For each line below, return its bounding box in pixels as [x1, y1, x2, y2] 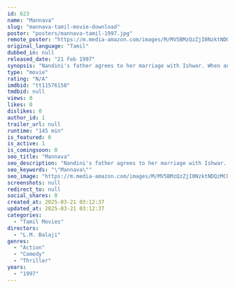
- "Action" [13, 244, 45, 252]
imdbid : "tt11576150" [7, 82, 71, 89]
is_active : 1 [7, 141, 45, 147]
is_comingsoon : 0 [7, 147, 58, 154]
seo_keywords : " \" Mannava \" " [7, 166, 92, 173]
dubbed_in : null [7, 50, 55, 57]
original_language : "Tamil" [7, 43, 90, 50]
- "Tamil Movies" [13, 218, 64, 225]
